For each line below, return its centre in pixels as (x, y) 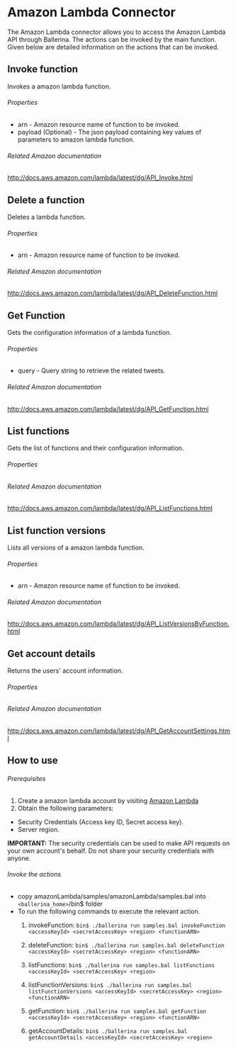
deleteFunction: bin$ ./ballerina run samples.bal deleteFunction (126, 945)
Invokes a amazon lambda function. (59, 86)
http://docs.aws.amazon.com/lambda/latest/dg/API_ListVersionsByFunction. (119, 624)
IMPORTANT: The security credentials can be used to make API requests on (119, 843)
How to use (33, 761)
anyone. (19, 858)
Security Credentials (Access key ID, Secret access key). (101, 821)
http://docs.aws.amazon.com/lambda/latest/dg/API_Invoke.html (100, 178)
